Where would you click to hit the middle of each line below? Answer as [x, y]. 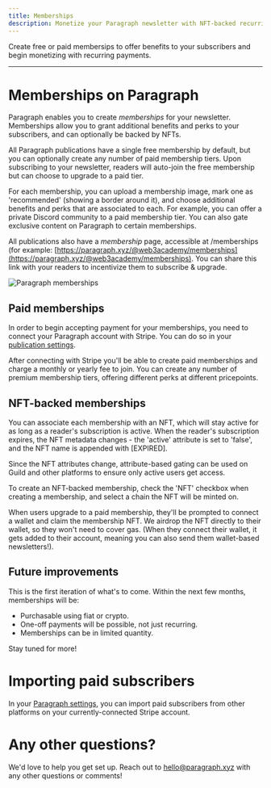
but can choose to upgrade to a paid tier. [76, 176]
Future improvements [64, 572]
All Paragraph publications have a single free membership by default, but [129, 150]
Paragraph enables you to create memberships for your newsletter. [120, 117]
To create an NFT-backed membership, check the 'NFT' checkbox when [128, 488]
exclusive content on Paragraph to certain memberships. [102, 226]
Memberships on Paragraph [104, 95]
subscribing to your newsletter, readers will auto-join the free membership [132, 167]
